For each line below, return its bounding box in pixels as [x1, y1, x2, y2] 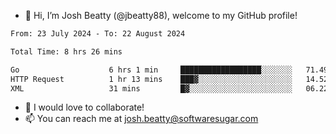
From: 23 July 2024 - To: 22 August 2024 [10, 29, 186, 39]
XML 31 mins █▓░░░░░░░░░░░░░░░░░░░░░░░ [10, 83, 293, 94]
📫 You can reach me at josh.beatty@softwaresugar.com [24, 113, 259, 125]
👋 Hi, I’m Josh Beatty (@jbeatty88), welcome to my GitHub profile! [24, 10, 298, 21]
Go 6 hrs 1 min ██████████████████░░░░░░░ [10, 65, 293, 75]
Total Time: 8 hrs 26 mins [10, 46, 123, 57]
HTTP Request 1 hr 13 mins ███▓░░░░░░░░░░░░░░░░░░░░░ [10, 74, 293, 84]
